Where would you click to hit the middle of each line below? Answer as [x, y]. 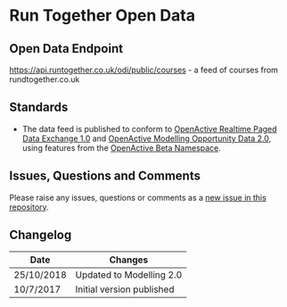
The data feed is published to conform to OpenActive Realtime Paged [150, 129]
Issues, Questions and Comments [105, 176]
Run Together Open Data [102, 16]
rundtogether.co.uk [45, 79]
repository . [29, 207]
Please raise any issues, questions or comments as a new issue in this [138, 197]
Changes [129, 260]
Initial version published [125, 289]
